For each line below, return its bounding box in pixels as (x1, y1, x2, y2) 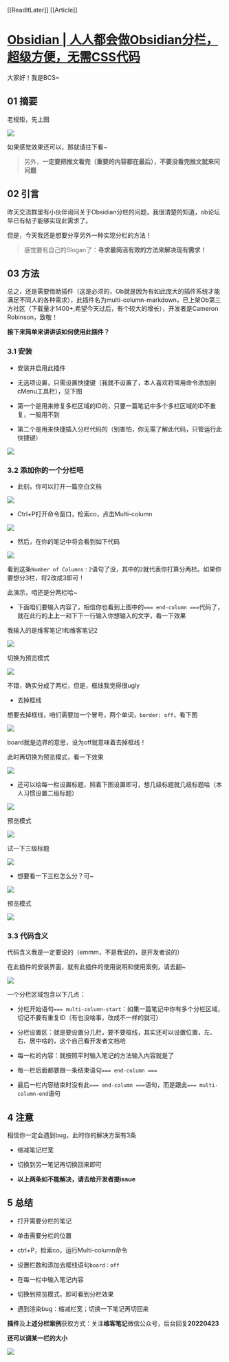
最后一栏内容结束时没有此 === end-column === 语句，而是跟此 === (17, 1081, 197, 1089)
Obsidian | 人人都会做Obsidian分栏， (7, 32, 219, 48)
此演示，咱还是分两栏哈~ (7, 588, 78, 596)
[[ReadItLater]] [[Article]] (7, 6, 78, 14)
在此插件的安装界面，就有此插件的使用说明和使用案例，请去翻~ (7, 963, 186, 971)
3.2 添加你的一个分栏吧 (7, 465, 84, 475)
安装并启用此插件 (17, 363, 66, 372)
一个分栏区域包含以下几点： (7, 990, 86, 999)
